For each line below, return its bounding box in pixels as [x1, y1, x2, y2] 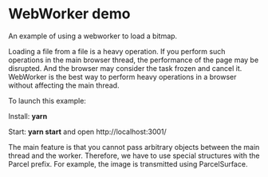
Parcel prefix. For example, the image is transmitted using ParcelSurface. [8, 159, 248, 168]
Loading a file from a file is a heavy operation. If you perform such [8, 46, 226, 56]
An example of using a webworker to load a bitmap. [8, 31, 178, 41]
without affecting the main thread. [8, 81, 120, 90]
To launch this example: [8, 96, 86, 105]
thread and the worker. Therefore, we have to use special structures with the [8, 151, 260, 160]
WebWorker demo [8, 5, 131, 23]
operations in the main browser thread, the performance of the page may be [8, 55, 259, 65]
